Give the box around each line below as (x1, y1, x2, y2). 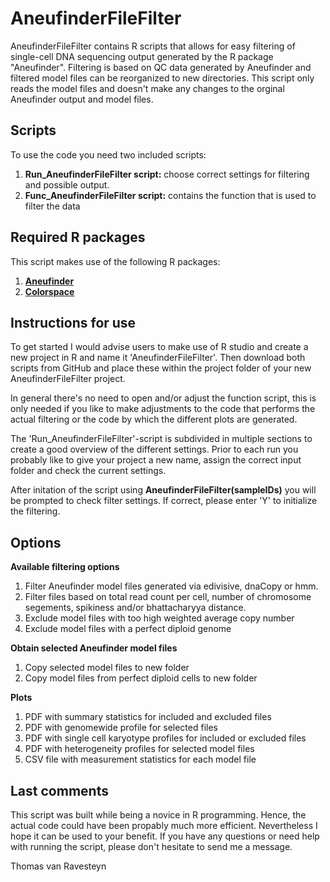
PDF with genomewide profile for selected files (24, 722, 218, 734)
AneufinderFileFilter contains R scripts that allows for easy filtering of (10, 40, 296, 52)
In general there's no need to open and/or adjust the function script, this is (10, 392, 317, 404)
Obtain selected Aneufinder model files (10, 642, 178, 654)
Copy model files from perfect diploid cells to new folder (24, 672, 258, 684)
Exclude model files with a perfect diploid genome (24, 623, 232, 635)
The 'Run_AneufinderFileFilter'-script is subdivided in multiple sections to (10, 433, 313, 445)
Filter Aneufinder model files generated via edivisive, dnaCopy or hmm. (24, 580, 319, 592)
